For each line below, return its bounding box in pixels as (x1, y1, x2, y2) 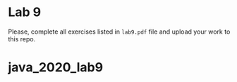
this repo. (8, 34, 36, 43)
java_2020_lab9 (8, 60, 104, 76)
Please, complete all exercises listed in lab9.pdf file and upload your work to (8, 27, 231, 36)
